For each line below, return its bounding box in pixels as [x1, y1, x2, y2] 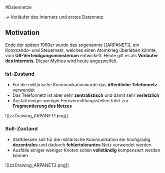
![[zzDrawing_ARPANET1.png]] [5, 113, 68, 119]
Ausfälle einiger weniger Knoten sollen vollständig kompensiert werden [12, 147, 160, 153]
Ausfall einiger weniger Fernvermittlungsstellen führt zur [12, 98, 129, 104]
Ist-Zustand [5, 70, 35, 77]
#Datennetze [5, 5, 32, 10]
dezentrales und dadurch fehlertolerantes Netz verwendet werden [12, 142, 151, 148]
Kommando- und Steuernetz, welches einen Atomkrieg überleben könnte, [5, 47, 157, 53]
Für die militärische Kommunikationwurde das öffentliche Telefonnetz [12, 82, 157, 88]
